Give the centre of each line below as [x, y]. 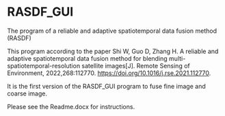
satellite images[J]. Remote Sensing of [136, 66]
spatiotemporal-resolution [44, 66]
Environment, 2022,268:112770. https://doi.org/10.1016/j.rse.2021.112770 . [109, 73]
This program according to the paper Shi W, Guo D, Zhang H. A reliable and [113, 51]
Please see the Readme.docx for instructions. [71, 106]
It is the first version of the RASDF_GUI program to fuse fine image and [107, 86]
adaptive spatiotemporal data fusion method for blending [87, 58]
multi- [177, 58]
